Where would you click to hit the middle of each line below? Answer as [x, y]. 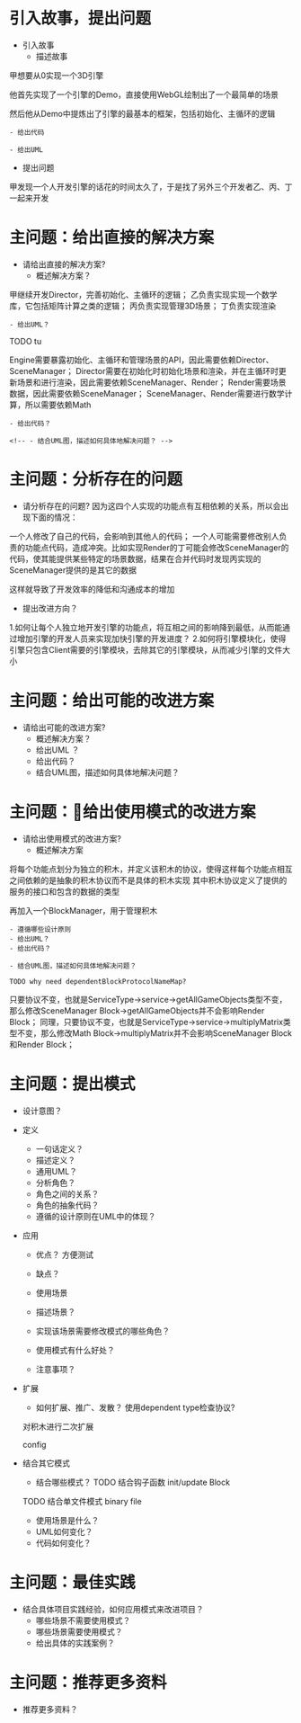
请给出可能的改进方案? [64, 727]
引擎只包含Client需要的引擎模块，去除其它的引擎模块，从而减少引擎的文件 [146, 649]
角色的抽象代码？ [67, 1205]
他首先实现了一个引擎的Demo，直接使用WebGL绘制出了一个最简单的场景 [144, 94]
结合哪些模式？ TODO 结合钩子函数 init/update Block [133, 1482]
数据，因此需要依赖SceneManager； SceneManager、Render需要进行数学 [147, 393]
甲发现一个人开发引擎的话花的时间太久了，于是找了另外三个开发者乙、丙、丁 [151, 186]
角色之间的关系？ [67, 1193]
